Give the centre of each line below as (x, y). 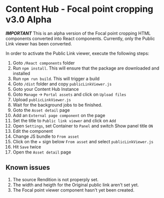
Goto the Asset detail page (41, 110)
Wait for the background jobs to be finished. (58, 105)
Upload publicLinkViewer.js (42, 99)
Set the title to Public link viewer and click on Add (64, 120)
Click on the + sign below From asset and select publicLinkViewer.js (83, 141)
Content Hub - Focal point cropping (80, 9)
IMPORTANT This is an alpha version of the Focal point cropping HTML (78, 33)
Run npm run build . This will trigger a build (56, 79)
